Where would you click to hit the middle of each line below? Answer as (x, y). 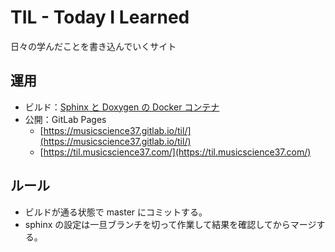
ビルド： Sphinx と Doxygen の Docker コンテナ (122, 107)
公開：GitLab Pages (65, 119)
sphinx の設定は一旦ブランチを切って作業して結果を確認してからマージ (170, 224)
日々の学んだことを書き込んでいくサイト (93, 46)
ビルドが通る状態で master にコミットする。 (116, 212)
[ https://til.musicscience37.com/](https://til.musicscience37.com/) (175, 152)
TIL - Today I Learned (100, 17)
